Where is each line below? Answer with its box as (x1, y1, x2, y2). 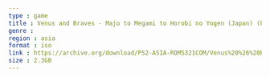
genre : (8, 26, 35, 34)
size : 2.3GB (8, 57, 52, 65)
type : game (8, 11, 48, 20)
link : (8, 49, 31, 57)
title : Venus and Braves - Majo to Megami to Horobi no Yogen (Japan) (8, 19, 253, 27)
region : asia (8, 34, 56, 43)
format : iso (8, 42, 52, 50)
